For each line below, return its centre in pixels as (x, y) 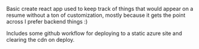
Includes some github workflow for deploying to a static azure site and (94, 33)
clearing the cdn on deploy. (40, 40)
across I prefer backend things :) (47, 21)
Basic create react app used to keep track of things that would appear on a (100, 9)
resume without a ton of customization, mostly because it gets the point (96, 15)
